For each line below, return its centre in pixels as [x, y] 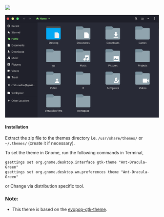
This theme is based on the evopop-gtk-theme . [60, 209]
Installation [17, 127]
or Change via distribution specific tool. [45, 186]
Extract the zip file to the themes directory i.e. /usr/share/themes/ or [74, 138]
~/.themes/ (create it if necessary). [40, 143]
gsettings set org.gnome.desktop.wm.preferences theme [62, 172]
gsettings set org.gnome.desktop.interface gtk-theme [61, 162]
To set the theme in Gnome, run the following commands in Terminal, [74, 153]
